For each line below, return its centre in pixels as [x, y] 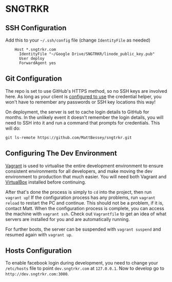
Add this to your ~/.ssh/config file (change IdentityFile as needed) [78, 40]
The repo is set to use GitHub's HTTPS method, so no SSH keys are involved [86, 91]
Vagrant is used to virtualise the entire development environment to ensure [84, 166]
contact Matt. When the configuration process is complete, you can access [85, 208]
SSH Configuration [36, 28]
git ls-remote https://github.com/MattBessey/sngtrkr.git [69, 137]
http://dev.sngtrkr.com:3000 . [37, 274]
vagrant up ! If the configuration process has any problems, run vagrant [80, 197]
